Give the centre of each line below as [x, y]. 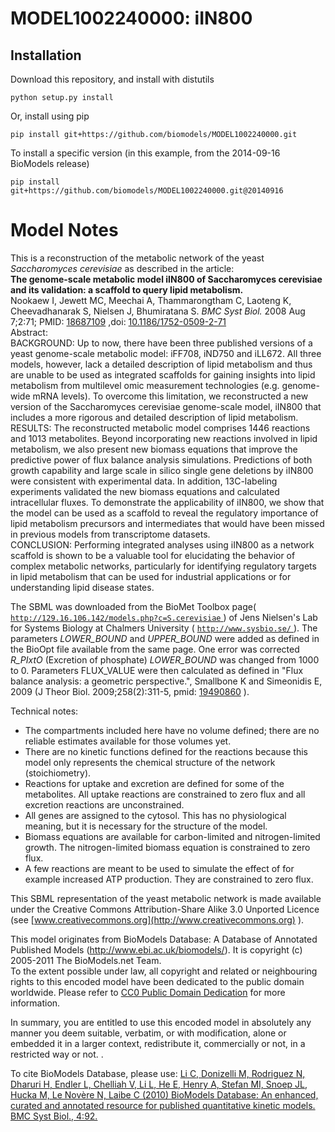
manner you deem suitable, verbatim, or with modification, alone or [148, 1033]
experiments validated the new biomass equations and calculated [145, 491]
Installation [46, 55]
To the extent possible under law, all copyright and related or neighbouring [164, 971]
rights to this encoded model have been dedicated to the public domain [157, 981]
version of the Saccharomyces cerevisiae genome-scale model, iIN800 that [166, 406]
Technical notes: [44, 711]
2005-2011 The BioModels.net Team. [86, 960]
